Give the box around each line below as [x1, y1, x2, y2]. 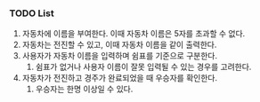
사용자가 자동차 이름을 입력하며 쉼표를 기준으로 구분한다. [21, 51, 218, 61]
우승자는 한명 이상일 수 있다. [35, 83, 134, 95]
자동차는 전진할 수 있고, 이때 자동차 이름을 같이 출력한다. [21, 39, 217, 51]
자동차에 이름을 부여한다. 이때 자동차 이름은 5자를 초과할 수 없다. [21, 28, 246, 39]
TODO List [9, 7, 55, 20]
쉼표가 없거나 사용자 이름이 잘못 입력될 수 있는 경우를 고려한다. [35, 61, 252, 73]
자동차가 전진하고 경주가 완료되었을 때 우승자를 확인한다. [21, 73, 218, 83]
